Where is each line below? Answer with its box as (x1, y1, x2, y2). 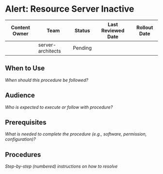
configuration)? (5, 136, 36, 142)
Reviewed (101, 27, 125, 34)
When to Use (5, 64, 45, 73)
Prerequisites (5, 118, 47, 126)
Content (11, 24, 31, 31)
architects (38, 47, 61, 54)
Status (74, 27, 90, 34)
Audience (5, 91, 35, 99)
